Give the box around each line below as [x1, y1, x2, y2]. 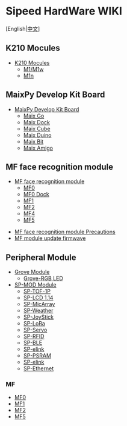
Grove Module [14, 268, 50, 276]
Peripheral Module [5, 252, 76, 262]
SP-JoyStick [23, 313, 54, 321]
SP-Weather [23, 307, 54, 315]
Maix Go [23, 112, 45, 119]
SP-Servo [23, 326, 48, 334]
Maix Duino [23, 131, 52, 139]
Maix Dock [23, 118, 51, 125]
